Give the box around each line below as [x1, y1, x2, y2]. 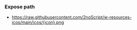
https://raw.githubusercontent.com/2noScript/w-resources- [11, 15, 132, 20]
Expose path [4, 3, 35, 10]
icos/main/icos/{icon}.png [11, 19, 64, 25]
